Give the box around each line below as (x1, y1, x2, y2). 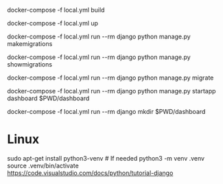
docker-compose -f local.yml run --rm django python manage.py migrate (7, 73, 214, 82)
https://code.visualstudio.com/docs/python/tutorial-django (7, 168, 174, 177)
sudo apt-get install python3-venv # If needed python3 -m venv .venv (7, 154, 204, 162)
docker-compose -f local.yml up (7, 19, 98, 27)
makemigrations (7, 40, 53, 47)
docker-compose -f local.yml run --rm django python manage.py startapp (7, 87, 216, 95)
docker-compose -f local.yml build (7, 6, 105, 14)
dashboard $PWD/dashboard (7, 94, 90, 102)
